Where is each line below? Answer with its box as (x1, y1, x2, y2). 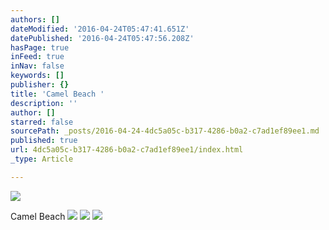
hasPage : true (10, 42, 70, 53)
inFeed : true (10, 52, 65, 62)
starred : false (10, 117, 74, 127)
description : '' (10, 98, 78, 108)
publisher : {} (10, 80, 70, 90)
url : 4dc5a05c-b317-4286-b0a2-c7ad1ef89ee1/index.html (10, 145, 244, 155)
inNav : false (10, 61, 65, 71)
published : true (10, 136, 78, 146)
